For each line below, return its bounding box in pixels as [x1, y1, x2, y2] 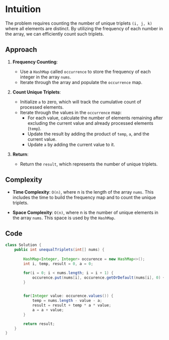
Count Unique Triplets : [12, 89, 61, 95]
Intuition [5, 4, 41, 15]
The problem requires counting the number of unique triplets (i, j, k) [5, 20, 152, 26]
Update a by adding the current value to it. [27, 141, 115, 147]
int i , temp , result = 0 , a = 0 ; [23, 261, 94, 266]
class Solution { [5, 242, 42, 247]
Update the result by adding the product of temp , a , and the [27, 131, 149, 137]
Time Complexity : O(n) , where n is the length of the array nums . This [12, 189, 154, 195]
